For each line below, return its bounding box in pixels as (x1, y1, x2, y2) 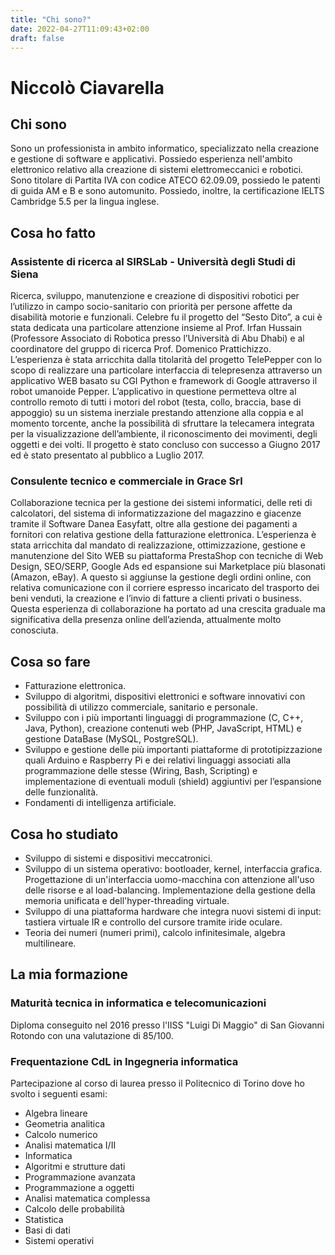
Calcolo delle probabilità (24, 1202, 125, 1215)
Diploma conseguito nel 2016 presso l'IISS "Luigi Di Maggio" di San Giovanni (10, 1019, 325, 1031)
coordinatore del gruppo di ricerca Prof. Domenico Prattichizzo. (10, 343, 272, 355)
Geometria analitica (24, 1117, 106, 1130)
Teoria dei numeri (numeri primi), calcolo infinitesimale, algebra (24, 926, 286, 938)
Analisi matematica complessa (24, 1192, 151, 1204)
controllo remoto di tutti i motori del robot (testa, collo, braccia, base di (10, 396, 302, 408)
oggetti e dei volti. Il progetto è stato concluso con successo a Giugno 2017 (10, 439, 321, 451)
